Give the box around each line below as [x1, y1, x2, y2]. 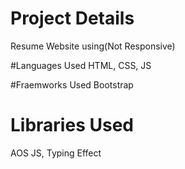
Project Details [10, 7, 135, 30]
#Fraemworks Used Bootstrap [10, 78, 134, 91]
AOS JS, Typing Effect [10, 147, 102, 159]
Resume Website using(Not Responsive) [10, 40, 176, 52]
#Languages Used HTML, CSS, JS [10, 59, 152, 71]
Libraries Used [10, 114, 134, 137]
